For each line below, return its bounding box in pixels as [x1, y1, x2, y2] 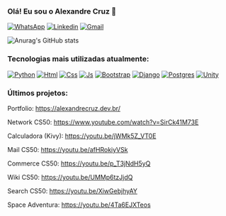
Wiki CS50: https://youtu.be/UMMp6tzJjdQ [7, 173, 133, 181]
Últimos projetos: [7, 88, 69, 98]
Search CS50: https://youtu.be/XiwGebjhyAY [7, 186, 138, 195]
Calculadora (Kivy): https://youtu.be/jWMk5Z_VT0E [7, 131, 157, 140]
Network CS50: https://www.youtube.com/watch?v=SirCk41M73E [7, 117, 199, 126]
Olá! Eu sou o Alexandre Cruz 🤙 [7, 6, 117, 16]
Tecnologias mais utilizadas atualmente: [7, 54, 149, 64]
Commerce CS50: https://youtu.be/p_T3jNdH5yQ [7, 159, 151, 168]
